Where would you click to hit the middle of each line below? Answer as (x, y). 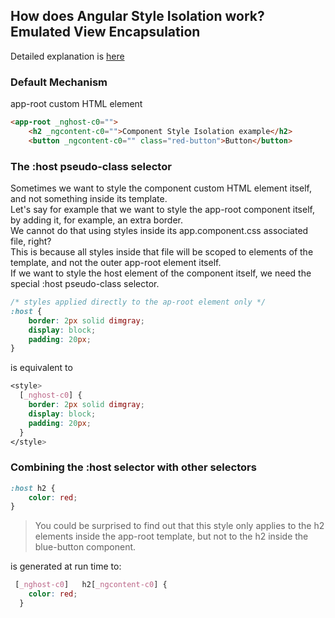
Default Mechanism (59, 82)
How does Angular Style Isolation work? (137, 16)
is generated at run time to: (66, 566)
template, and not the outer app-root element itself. (116, 263)
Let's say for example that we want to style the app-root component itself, (162, 210)
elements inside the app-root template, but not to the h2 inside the (171, 536)
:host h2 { (33, 488)
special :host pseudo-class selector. (85, 284)
